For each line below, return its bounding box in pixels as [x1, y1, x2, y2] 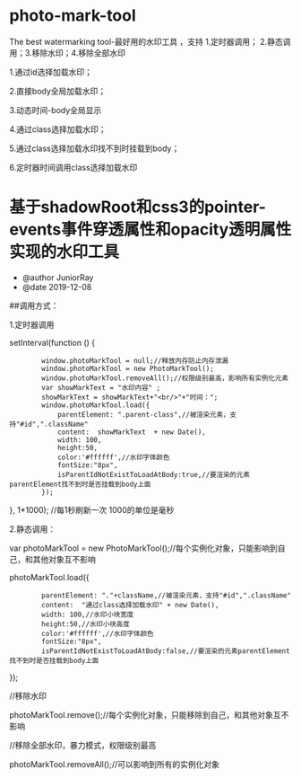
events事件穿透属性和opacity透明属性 [9, 219, 292, 240]
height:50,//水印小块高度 [41, 619, 130, 629]
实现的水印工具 [9, 242, 120, 262]
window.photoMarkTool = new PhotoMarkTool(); [41, 364, 215, 373]
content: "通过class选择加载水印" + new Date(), [41, 600, 219, 609]
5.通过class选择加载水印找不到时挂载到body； [9, 143, 180, 154]
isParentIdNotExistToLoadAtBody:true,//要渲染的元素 [56, 470, 251, 479]
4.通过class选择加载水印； [9, 123, 107, 135]
